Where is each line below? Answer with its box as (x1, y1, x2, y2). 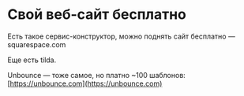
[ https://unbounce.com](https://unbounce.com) (7, 79, 163, 88)
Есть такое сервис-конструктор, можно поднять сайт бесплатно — (7, 31, 236, 41)
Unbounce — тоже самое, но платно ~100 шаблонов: (7, 70, 186, 79)
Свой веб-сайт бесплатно (7, 6, 187, 24)
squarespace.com (7, 39, 66, 49)
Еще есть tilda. (7, 55, 57, 65)
